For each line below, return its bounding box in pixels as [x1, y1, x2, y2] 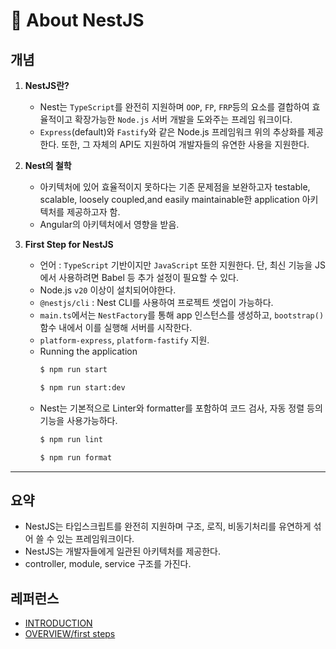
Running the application [39, 345, 138, 357]
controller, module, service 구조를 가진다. [24, 558, 192, 570]
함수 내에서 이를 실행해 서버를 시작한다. [39, 322, 193, 333]
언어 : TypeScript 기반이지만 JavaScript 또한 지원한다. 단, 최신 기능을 [39, 259, 313, 271]
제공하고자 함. [66, 206, 121, 218]
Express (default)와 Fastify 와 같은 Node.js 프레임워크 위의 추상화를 [39, 126, 306, 138]
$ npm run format [39, 452, 113, 463]
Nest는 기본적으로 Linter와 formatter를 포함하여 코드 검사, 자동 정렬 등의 [39, 402, 323, 414]
